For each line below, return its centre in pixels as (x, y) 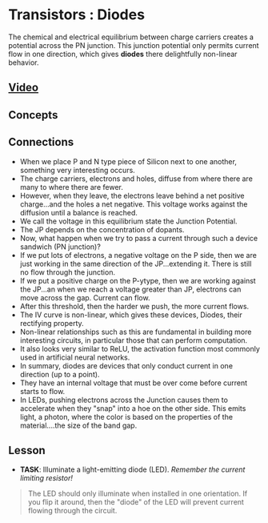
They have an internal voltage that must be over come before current (134, 383)
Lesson (27, 450)
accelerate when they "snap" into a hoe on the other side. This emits (133, 408)
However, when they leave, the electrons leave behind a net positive (132, 195)
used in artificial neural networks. (75, 357)
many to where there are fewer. (72, 187)
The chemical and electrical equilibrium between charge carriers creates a (131, 37)
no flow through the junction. (68, 272)
